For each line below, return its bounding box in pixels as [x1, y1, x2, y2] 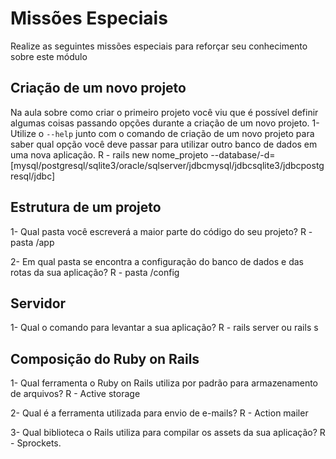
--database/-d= [210, 148, 276, 161]
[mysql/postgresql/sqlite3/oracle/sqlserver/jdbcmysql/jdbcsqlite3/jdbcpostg [10, 159, 325, 171]
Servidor [10, 295, 67, 312]
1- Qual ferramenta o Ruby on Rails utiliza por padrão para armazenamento [10, 377, 318, 389]
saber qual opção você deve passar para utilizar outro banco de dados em [10, 138, 318, 150]
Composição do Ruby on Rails [10, 350, 200, 367]
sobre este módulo [10, 50, 88, 62]
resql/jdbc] [10, 170, 56, 182]
